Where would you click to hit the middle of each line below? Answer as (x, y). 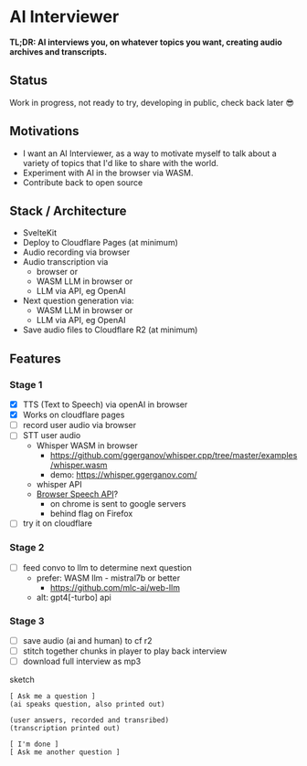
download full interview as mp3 (82, 661)
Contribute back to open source (83, 182)
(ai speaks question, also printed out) (88, 705)
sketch (22, 680)
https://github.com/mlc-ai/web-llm (115, 587)
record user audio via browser (79, 425)
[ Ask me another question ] (65, 752)
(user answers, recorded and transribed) (90, 720)
